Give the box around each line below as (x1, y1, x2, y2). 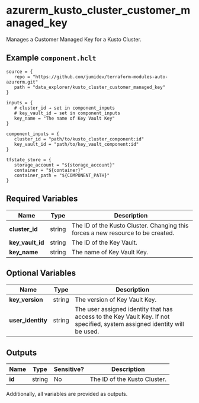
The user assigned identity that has (75, 305, 173, 314)
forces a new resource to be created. (72, 229, 175, 237)
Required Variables (6, 194, 78, 204)
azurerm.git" (6, 79, 38, 85)
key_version (9, 296, 43, 304)
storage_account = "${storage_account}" (14, 162, 115, 168)
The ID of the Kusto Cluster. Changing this (72, 221, 189, 229)
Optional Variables (6, 268, 76, 278)
